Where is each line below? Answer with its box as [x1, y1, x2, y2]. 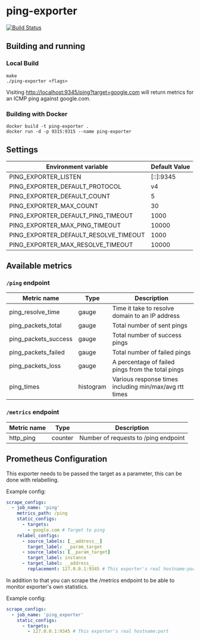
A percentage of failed [112, 358, 175, 366]
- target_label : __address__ [21, 561, 95, 566]
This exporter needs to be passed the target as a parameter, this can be [6, 470, 183, 477]
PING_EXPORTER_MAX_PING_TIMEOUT [9, 221, 121, 229]
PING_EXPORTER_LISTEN [9, 172, 82, 180]
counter [51, 433, 74, 442]
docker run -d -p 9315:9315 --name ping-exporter [6, 128, 132, 134]
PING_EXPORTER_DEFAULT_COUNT [9, 192, 111, 200]
